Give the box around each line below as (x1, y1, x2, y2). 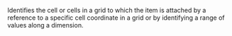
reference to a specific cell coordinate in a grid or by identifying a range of (7, 13, 225, 22)
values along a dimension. (7, 21, 84, 29)
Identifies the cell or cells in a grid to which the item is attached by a (7, 6, 206, 14)
